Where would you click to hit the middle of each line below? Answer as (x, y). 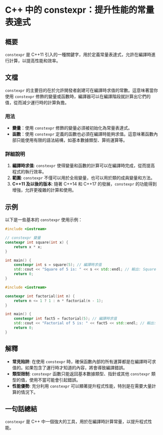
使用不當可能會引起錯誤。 (55, 380)
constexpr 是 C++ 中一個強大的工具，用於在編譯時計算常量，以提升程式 (77, 422)
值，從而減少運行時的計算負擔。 (37, 102)
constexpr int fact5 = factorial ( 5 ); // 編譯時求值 (65, 319)
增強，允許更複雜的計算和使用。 (44, 190)
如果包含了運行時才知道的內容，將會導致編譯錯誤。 (76, 367)
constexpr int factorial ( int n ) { (40, 296)
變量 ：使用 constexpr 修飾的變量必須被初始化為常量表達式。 (72, 128)
